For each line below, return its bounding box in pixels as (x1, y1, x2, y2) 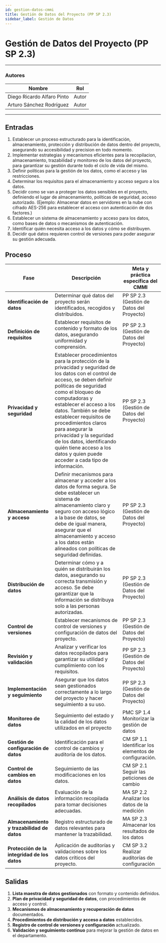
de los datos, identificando (54, 438, 117, 445)
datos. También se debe (54, 407, 111, 414)
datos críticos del (54, 854, 95, 861)
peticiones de (122, 775, 154, 782)
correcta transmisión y (54, 578, 107, 585)
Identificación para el (54, 739, 104, 746)
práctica (130, 272, 151, 279)
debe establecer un (54, 489, 100, 496)
